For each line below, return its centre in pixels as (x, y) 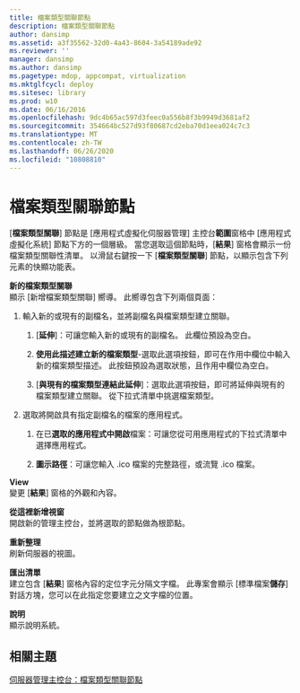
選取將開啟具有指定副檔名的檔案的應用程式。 (105, 415)
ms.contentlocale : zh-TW (56, 143)
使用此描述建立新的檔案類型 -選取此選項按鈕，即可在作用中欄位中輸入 (163, 355)
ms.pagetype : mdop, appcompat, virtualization (98, 76)
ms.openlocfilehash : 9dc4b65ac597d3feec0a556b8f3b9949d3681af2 (130, 118)
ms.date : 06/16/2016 (48, 110)
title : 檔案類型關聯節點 (50, 18)
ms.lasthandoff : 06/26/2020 (62, 151)
